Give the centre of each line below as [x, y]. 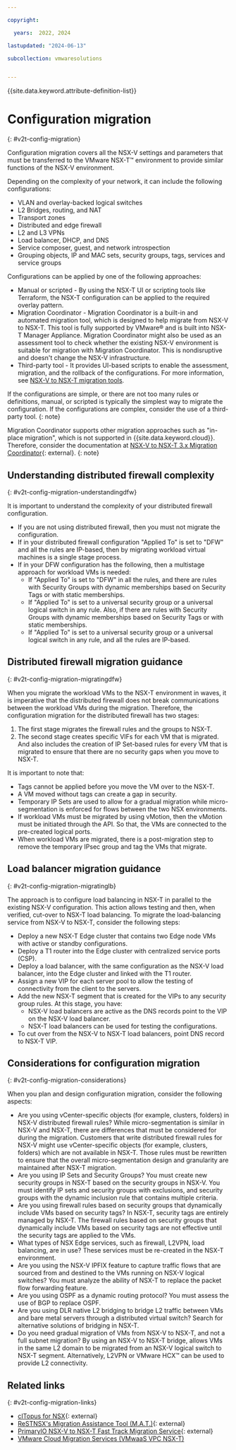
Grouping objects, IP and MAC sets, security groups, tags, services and [121, 255]
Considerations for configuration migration [104, 1063]
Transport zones [41, 218]
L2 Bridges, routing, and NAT [60, 210]
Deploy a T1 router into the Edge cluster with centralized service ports [119, 951]
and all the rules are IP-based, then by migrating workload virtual [111, 550]
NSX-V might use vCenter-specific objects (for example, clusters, [112, 1145]
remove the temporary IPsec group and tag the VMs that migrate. [112, 847]
